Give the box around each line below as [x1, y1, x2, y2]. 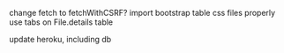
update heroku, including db [9, 34, 112, 44]
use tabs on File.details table [9, 17, 114, 27]
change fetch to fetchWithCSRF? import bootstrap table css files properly [9, 8, 276, 18]
